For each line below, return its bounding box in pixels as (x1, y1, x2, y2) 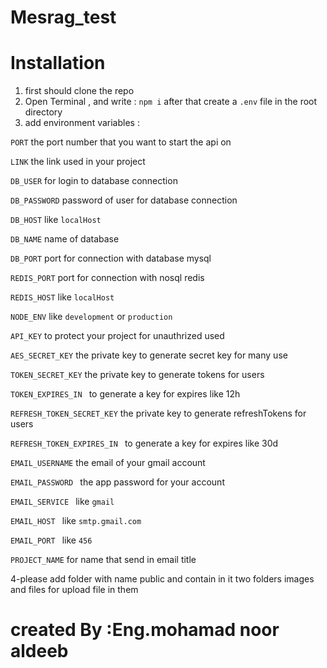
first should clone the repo (24, 85, 135, 97)
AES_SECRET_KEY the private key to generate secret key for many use (10, 349, 288, 361)
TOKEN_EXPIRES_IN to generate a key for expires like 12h (10, 388, 241, 400)
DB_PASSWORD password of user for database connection (10, 194, 238, 206)
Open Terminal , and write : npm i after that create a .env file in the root (24, 96, 318, 108)
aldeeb (10, 640, 69, 663)
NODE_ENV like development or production (10, 311, 173, 323)
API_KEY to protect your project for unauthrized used (10, 330, 225, 342)
